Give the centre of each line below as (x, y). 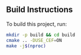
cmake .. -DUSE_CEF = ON (34, 40)
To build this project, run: (36, 24)
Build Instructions (40, 10)
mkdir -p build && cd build (41, 35)
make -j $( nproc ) (26, 46)
